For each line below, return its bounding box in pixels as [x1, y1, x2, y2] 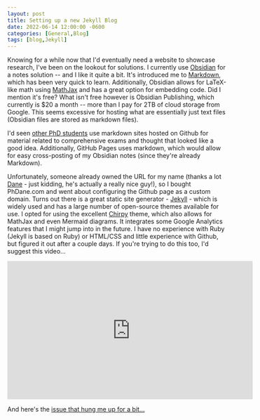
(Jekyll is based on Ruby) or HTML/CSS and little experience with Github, [7, 232, 219, 241]
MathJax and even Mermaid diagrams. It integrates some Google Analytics [7, 217, 223, 225]
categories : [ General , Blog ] [7, 29, 90, 37]
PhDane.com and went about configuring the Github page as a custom [7, 188, 211, 196]
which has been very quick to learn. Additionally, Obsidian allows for [7, 78, 205, 86]
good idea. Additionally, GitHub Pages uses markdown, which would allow [7, 144, 221, 152]
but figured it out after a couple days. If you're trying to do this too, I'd [7, 239, 209, 248]
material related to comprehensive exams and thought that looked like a [7, 136, 214, 145]
